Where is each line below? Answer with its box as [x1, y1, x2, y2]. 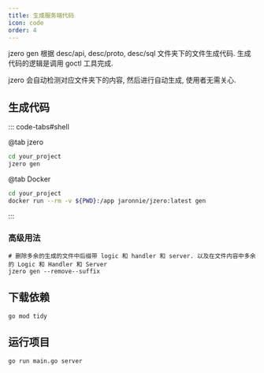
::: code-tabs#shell [8, 122, 69, 132]
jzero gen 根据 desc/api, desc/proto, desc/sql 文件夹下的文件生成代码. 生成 [8, 49, 251, 58]
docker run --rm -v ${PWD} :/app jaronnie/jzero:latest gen [8, 196, 206, 205]
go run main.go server [8, 356, 83, 365]
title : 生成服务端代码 [8, 11, 75, 20]
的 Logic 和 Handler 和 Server [8, 260, 108, 268]
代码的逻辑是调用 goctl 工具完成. [8, 58, 113, 68]
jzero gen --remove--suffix [8, 267, 101, 275]
